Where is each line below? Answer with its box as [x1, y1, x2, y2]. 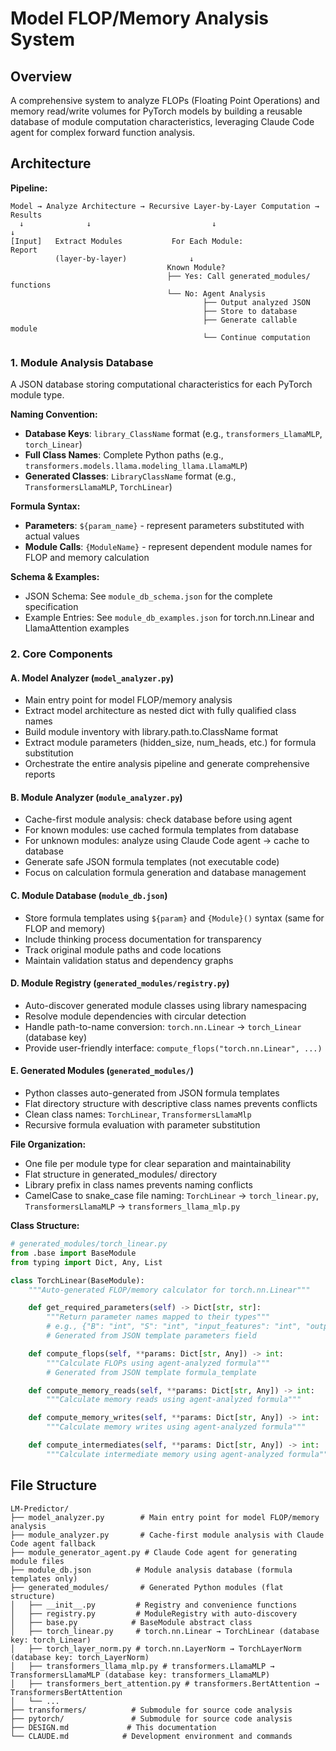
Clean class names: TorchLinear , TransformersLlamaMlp [24, 1108, 252, 1121]
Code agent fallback [10, 1538, 97, 1549]
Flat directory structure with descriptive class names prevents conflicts [24, 1098, 318, 1110]
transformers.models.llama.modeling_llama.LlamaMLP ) [24, 460, 248, 472]
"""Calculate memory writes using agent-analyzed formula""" [46, 1422, 307, 1432]
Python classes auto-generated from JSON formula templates [24, 1087, 280, 1099]
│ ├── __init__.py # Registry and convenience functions [10, 1600, 298, 1610]
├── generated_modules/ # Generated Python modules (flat [10, 1582, 284, 1592]
